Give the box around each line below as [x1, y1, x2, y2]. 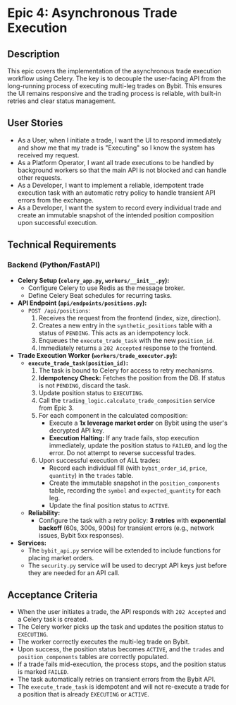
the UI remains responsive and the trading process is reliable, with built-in [7, 90, 222, 97]
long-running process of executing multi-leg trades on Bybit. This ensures [7, 82, 223, 90]
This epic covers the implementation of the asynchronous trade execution [7, 67, 222, 75]
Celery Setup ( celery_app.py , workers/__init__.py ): [17, 276, 170, 284]
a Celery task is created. [17, 615, 89, 624]
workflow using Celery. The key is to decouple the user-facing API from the [7, 74, 226, 83]
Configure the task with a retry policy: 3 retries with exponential [38, 516, 226, 524]
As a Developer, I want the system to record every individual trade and [17, 203, 222, 212]
